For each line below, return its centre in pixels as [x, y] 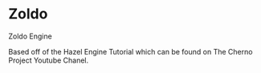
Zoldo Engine [30, 36]
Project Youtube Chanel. [49, 60]
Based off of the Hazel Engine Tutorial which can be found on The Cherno [130, 51]
